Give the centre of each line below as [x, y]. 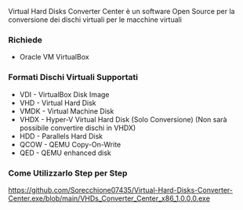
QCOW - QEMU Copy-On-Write [70, 144]
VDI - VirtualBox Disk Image [64, 94]
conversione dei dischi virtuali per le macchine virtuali [95, 20]
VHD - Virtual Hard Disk [58, 103]
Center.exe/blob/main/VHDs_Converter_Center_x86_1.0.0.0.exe [109, 198]
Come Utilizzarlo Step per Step [68, 173]
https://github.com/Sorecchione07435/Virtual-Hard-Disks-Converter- [121, 190]
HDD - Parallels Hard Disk [61, 136]
